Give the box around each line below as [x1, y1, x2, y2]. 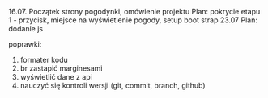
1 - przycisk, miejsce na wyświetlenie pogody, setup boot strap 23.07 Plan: [8, 15, 257, 25]
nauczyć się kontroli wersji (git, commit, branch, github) [19, 80, 206, 90]
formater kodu [19, 55, 69, 64]
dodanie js [8, 24, 43, 33]
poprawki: [8, 39, 42, 49]
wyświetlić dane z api [19, 72, 93, 81]
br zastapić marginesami [19, 63, 103, 73]
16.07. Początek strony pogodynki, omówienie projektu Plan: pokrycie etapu [8, 7, 261, 16]
